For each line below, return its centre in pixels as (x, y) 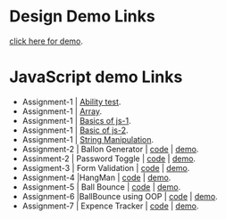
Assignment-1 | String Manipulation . (88, 139)
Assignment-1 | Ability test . (71, 102)
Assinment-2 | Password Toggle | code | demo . (109, 159)
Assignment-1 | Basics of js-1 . (76, 120)
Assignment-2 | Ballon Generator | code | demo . (110, 149)
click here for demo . (46, 41)
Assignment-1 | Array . (62, 111)
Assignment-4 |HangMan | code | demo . (96, 177)
